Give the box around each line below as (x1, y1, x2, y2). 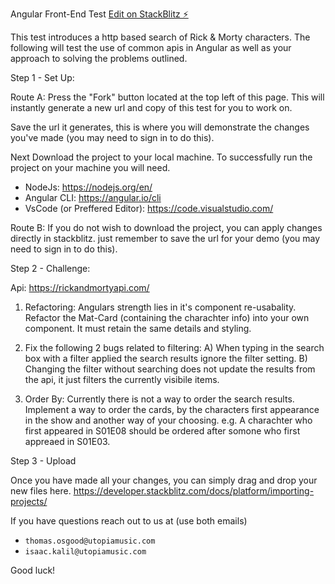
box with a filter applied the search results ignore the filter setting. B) (24, 353, 308, 364)
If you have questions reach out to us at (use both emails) (10, 515, 248, 527)
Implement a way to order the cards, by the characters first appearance (24, 404, 320, 415)
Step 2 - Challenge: (10, 263, 91, 274)
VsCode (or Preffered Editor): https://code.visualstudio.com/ (24, 203, 274, 214)
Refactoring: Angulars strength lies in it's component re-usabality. (24, 301, 297, 313)
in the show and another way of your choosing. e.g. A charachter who (24, 414, 313, 426)
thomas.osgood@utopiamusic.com (24, 536, 156, 546)
